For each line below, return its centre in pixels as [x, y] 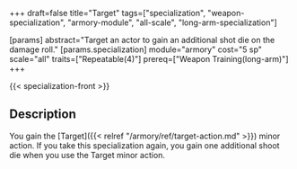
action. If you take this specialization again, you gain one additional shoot [144, 145]
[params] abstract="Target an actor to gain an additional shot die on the [142, 40]
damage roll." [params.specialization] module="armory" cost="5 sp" [136, 49]
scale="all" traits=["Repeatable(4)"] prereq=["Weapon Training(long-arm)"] [149, 59]
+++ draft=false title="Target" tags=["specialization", [108, 13]
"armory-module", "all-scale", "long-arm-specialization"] [172, 22]
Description [43, 115]
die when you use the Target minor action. [87, 155]
